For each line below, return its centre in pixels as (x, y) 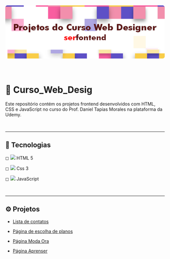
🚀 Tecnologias (28, 145)
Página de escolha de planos (43, 231)
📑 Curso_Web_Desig (49, 90)
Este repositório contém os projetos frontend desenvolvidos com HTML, (80, 104)
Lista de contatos (31, 221)
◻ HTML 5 (19, 158)
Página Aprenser (30, 251)
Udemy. (13, 114)
